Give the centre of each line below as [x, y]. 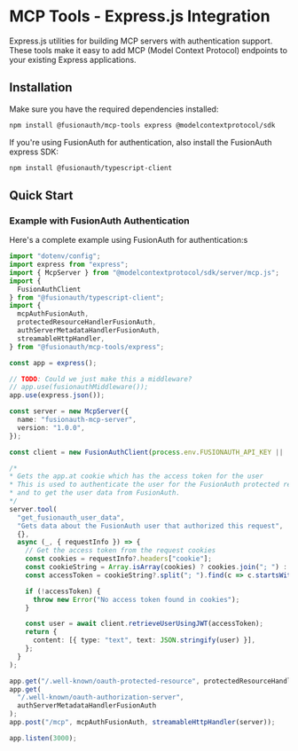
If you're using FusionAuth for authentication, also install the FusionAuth [141, 142]
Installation [41, 87]
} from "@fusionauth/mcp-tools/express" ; [87, 347]
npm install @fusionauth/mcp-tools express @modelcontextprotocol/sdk [142, 125]
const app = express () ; [53, 363]
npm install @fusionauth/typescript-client [91, 168]
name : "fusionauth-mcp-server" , [77, 420]
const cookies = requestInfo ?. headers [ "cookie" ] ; [119, 559]
